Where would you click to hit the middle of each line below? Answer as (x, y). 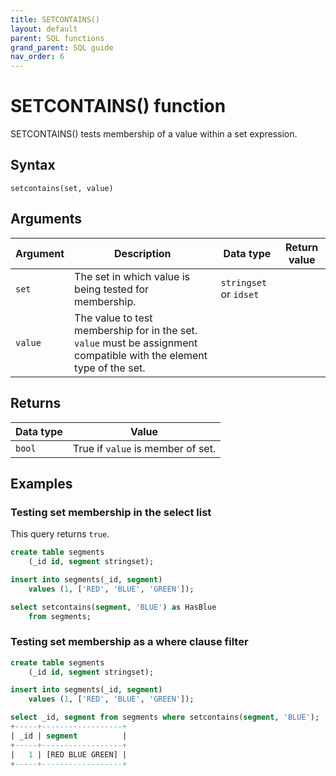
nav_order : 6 (37, 57)
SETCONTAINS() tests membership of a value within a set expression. (154, 134)
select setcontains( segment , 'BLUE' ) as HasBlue (113, 607)
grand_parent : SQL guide (62, 47)
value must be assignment (136, 343)
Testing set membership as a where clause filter (129, 642)
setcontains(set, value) (62, 188)
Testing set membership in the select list (111, 512)
